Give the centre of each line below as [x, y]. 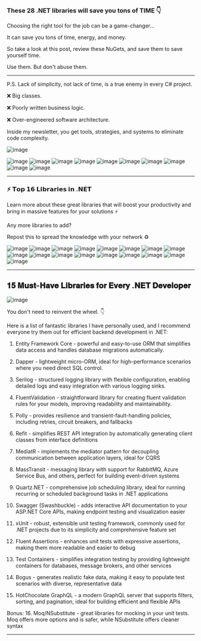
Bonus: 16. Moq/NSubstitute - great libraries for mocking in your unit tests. [98, 613]
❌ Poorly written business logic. [46, 108]
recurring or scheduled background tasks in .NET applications [92, 494]
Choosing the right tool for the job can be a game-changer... [81, 26]
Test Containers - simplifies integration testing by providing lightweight [103, 560]
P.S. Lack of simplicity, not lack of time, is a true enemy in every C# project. [100, 84]
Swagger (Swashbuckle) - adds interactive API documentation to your [101, 506]
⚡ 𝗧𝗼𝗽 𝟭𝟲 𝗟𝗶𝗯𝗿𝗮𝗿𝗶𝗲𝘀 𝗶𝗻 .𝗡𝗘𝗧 [49, 189]
